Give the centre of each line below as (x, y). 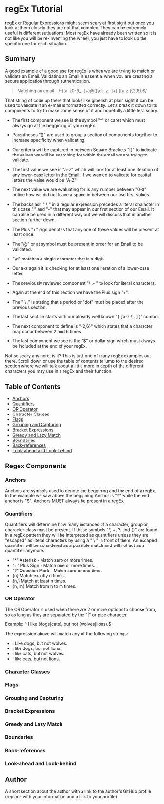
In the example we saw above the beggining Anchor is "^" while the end (77, 496)
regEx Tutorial (34, 9)
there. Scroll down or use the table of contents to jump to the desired (74, 361)
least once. (23, 234)
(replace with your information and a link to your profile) (61, 797)
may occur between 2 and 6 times (47, 331)
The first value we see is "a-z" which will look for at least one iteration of (85, 169)
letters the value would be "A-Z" (44, 180)
